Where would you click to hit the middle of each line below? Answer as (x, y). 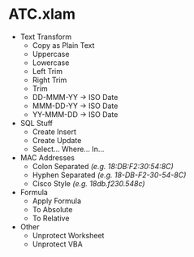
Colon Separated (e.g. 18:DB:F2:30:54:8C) (103, 166)
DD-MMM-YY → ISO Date (75, 97)
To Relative (51, 218)
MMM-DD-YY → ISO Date (75, 106)
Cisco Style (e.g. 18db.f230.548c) (88, 183)
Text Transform (45, 37)
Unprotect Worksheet (68, 235)
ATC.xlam (42, 14)
